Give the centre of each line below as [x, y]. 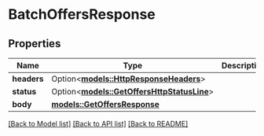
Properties [35, 44]
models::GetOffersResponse [105, 104]
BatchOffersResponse [82, 15]
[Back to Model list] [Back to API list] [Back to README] [98, 124]
